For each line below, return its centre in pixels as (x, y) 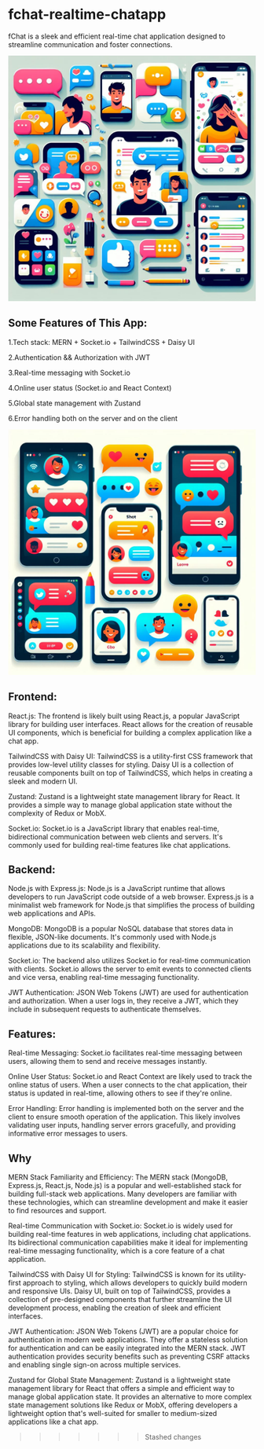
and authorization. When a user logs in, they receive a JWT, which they (123, 1001)
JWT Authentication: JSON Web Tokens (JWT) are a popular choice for (123, 1331)
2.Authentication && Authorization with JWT (79, 357)
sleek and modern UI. (43, 781)
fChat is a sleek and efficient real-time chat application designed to (117, 36)
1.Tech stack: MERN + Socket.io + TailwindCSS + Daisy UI (101, 342)
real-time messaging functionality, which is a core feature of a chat (117, 1251)
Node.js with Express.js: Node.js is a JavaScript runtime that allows (117, 889)
